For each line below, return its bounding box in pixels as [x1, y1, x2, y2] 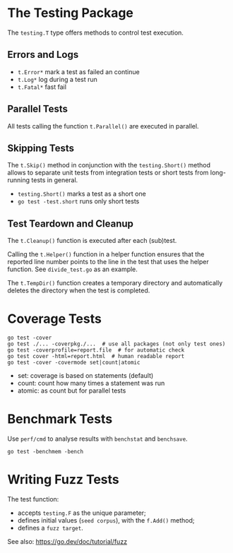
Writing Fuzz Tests [7, 472, 120, 488]
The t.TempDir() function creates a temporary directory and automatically [7, 279, 223, 287]
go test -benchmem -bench [7, 448, 83, 456]
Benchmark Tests [7, 411, 113, 427]
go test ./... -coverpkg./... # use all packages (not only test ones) [7, 340, 226, 347]
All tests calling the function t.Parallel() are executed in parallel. [7, 121, 199, 130]
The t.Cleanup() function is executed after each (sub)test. [7, 237, 177, 245]
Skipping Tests [7, 142, 75, 154]
